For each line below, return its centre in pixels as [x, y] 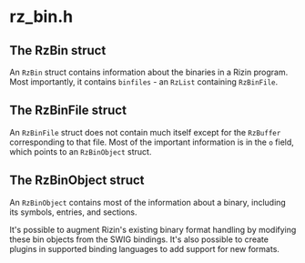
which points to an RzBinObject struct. [81, 151]
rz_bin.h [41, 17]
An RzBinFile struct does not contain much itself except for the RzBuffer [145, 132]
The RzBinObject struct [77, 181]
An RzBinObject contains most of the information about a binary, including [148, 202]
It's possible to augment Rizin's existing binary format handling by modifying [153, 229]
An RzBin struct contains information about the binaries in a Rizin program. [149, 72]
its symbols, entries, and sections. [73, 212]
